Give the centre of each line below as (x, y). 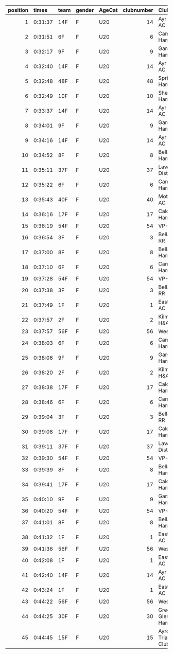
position (18, 10)
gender (85, 10)
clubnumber (138, 10)
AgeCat (108, 10)
